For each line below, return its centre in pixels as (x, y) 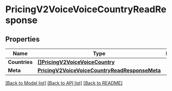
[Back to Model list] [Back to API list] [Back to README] (64, 83)
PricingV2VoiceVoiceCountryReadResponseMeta (99, 70)
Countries (20, 62)
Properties (23, 39)
